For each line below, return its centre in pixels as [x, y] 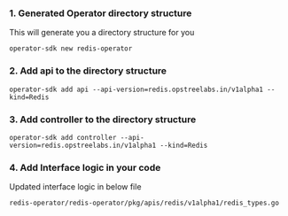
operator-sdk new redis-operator [71, 49]
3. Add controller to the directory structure [103, 120]
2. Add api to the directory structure [88, 71]
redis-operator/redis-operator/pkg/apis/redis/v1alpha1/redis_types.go [144, 203]
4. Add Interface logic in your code [85, 167]
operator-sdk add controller [63, 137]
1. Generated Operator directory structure [101, 13]
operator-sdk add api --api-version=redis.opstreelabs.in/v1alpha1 [136, 89]
